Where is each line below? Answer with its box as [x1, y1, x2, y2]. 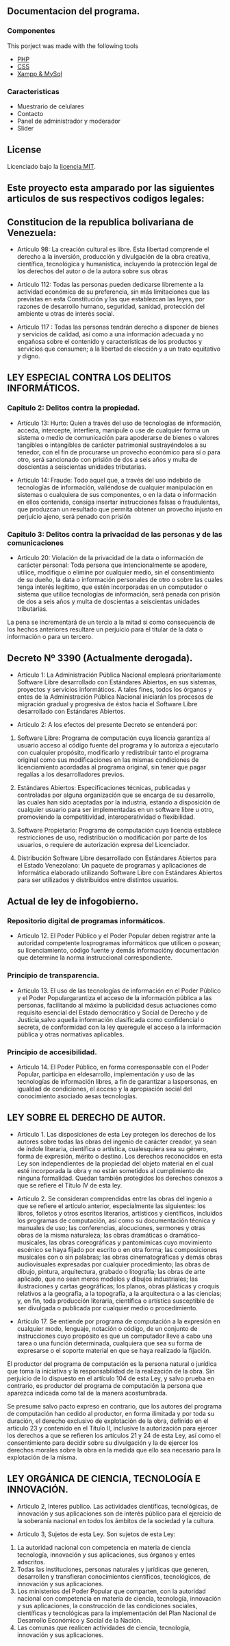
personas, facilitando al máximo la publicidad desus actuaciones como [16, 1001, 217, 1009]
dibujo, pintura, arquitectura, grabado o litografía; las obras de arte [16, 1267, 205, 1275]
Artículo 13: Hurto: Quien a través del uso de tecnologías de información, [16, 419, 222, 427]
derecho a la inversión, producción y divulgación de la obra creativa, [16, 253, 211, 260]
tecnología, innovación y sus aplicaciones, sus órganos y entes [16, 1551, 196, 1559]
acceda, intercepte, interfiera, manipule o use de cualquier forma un [16, 426, 209, 434]
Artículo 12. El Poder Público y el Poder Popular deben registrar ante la [16, 931, 216, 940]
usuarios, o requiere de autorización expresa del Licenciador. [16, 840, 190, 848]
